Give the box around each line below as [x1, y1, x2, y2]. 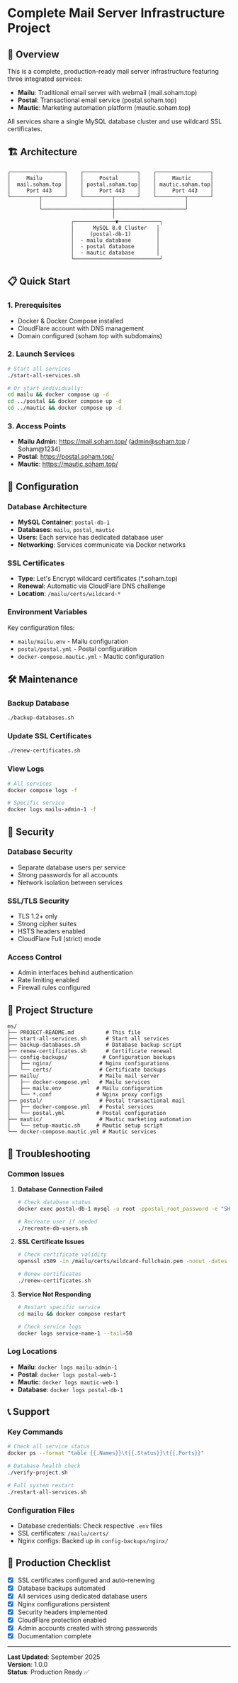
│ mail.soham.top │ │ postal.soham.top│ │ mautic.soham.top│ [7, 181, 214, 188]
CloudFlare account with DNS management [17, 324, 144, 333]
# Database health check [7, 1462, 81, 1470]
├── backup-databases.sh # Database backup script [7, 1041, 182, 1049]
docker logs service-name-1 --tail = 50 [17, 1330, 132, 1337]
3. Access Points [7, 421, 67, 431]
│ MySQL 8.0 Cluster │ [70, 224, 160, 231]
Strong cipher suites [17, 920, 77, 928]
